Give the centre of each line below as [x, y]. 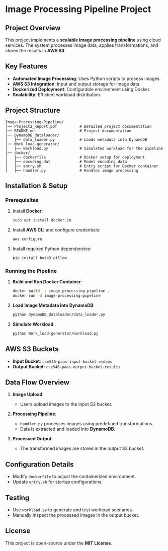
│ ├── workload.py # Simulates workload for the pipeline [84, 148]
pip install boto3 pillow [39, 258]
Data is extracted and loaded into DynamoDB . [68, 429]
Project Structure [33, 110]
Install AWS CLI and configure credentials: [56, 230]
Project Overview [33, 28]
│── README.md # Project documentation [68, 131]
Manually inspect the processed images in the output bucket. [76, 515]
